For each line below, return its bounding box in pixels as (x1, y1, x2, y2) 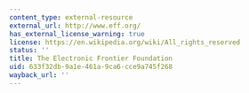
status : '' (9, 46, 50, 55)
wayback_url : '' (9, 71, 69, 80)
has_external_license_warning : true (9, 29, 145, 38)
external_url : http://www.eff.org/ (9, 21, 141, 30)
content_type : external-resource (9, 12, 133, 22)
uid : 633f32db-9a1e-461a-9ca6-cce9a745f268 (9, 63, 173, 72)
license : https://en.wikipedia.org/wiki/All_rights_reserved (9, 37, 241, 47)
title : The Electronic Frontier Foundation (9, 54, 173, 63)
